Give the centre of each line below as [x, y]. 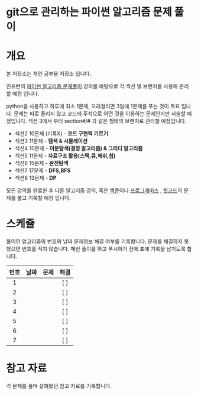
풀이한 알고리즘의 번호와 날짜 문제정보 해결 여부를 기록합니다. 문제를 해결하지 [95, 242]
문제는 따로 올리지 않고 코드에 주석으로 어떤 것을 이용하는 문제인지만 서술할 [100, 114]
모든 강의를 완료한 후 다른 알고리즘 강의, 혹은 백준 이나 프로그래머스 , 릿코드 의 [94, 190]
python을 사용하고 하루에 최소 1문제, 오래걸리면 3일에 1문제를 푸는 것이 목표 [93, 106]
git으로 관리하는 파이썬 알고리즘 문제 [89, 12]
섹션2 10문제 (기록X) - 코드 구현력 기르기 [61, 134]
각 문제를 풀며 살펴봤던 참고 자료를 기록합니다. [59, 386]
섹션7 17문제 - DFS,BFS [43, 171]
